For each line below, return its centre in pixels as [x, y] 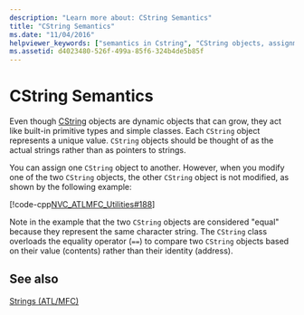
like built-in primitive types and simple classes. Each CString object [135, 131]
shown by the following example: [71, 187]
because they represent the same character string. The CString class [138, 232]
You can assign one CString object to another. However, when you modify [147, 167]
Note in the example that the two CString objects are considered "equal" [144, 222]
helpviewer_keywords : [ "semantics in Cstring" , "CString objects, [137, 43]
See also [34, 279]
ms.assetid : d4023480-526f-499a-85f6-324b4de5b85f [107, 52]
